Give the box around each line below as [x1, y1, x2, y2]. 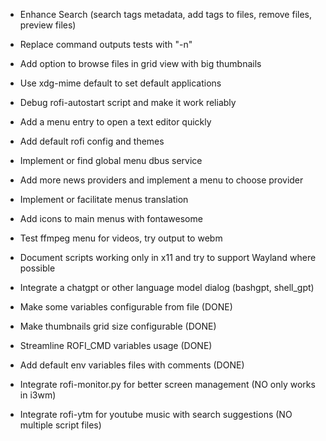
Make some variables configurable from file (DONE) [19, 301, 233, 313]
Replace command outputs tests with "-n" [19, 39, 193, 50]
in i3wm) [19, 389, 57, 401]
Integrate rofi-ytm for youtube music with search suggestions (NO [19, 409, 293, 420]
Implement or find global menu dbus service [19, 155, 203, 166]
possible [19, 262, 56, 274]
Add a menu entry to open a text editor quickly [19, 116, 212, 128]
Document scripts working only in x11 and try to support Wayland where [19, 252, 317, 263]
